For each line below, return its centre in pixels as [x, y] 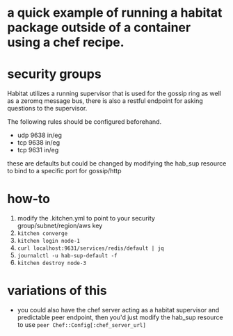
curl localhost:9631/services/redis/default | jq [91, 248]
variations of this [57, 291]
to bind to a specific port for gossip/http [64, 171]
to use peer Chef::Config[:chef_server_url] [81, 325]
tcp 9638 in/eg [39, 143]
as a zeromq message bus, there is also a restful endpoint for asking [105, 101]
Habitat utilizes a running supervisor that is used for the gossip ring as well [114, 94]
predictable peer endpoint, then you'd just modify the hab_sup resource [120, 317]
